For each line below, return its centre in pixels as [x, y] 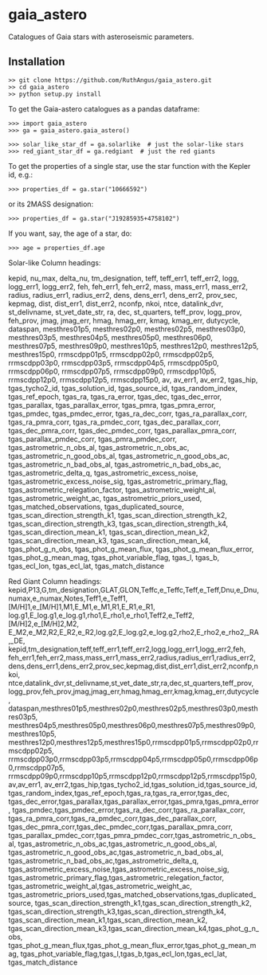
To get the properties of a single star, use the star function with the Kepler [130, 166]
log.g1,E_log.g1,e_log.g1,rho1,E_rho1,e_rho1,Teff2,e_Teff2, [102, 615]
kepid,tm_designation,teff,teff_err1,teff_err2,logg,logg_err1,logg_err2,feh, [127, 649]
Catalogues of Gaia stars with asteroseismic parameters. [101, 37]
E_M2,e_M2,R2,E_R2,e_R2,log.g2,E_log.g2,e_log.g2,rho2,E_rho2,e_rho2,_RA [133, 632]
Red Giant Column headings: [55, 581]
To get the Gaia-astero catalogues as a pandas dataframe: [104, 108]
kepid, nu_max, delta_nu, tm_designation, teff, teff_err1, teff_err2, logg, [124, 278]
